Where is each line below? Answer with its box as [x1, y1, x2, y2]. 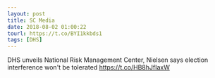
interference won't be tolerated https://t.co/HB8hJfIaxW [7, 63, 171, 72]
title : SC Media [7, 17, 55, 24]
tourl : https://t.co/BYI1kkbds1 [7, 30, 102, 37]
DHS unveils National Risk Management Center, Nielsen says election [7, 56, 209, 64]
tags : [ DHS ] [7, 37, 42, 44]
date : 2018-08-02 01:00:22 [7, 23, 87, 30]
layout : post [7, 10, 46, 18]
